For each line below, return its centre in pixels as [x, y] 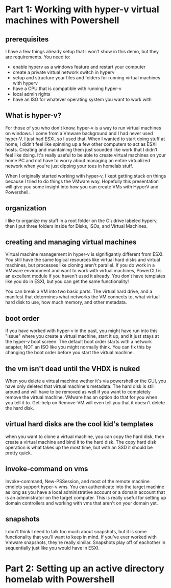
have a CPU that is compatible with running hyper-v [67, 89]
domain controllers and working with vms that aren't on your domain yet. [82, 503]
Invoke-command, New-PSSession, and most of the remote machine [77, 481]
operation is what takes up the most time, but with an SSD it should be [79, 447]
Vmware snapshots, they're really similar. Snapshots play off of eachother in [86, 542]
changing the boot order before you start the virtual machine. [70, 353]
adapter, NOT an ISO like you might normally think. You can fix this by [78, 347]
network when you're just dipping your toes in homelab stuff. [69, 166]
